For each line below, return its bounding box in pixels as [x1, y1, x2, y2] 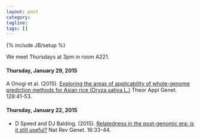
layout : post [6, 8, 39, 15]
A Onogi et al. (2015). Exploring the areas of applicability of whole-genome [6, 80, 190, 87]
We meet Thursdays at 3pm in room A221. [6, 53, 109, 60]
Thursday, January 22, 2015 [6, 107, 78, 114]
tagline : [6, 20, 28, 26]
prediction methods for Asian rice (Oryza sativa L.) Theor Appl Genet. [6, 87, 177, 94]
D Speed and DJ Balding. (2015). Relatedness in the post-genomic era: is [14, 120, 194, 127]
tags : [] [6, 25, 28, 32]
